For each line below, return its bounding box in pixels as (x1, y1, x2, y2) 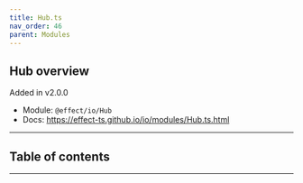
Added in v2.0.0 (9, 87, 69, 98)
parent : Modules (9, 30, 70, 39)
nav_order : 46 (9, 22, 63, 31)
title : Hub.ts (9, 13, 63, 23)
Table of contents (9, 149, 110, 164)
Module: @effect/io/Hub (22, 105, 113, 115)
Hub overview (9, 63, 90, 78)
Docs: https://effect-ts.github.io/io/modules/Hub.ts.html (22, 114, 230, 125)
